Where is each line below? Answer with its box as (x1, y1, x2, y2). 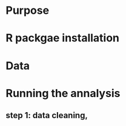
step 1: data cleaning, (5, 110, 88, 121)
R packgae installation (5, 31, 119, 45)
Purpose (5, 4, 50, 17)
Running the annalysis (5, 86, 121, 100)
